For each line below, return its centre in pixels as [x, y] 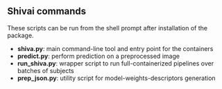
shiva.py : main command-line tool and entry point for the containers [115, 48]
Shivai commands [47, 11]
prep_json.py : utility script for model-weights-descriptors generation [117, 78]
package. [20, 35]
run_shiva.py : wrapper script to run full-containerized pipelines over [115, 63]
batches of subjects [45, 70]
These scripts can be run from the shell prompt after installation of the [108, 28]
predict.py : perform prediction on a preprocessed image [99, 56]
